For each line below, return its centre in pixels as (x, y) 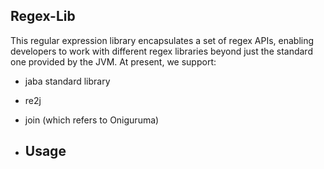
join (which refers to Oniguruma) (92, 120)
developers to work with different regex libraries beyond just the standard (161, 51)
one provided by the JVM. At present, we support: (113, 61)
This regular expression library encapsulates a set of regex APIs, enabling (162, 40)
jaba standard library (67, 81)
